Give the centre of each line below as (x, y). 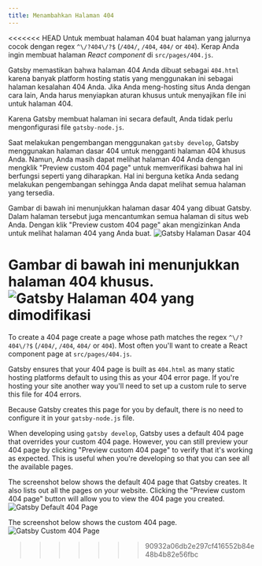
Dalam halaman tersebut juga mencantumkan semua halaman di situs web (129, 216)
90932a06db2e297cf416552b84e (200, 546)
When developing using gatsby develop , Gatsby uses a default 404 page (126, 433)
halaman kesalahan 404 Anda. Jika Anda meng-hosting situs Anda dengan (129, 87)
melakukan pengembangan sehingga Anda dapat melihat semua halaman (127, 184)
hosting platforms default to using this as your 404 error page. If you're (124, 377)
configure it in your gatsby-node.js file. (72, 418)
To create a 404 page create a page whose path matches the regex (118, 337)
